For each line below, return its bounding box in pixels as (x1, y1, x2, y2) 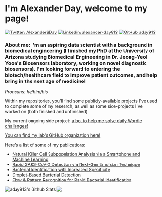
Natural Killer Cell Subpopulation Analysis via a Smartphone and (12, 151, 140, 157)
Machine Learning (12, 156, 49, 163)
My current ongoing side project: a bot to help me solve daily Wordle (5, 118, 142, 124)
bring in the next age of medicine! (5, 78, 86, 84)
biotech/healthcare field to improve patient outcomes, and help (5, 71, 158, 78)
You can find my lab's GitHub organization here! (5, 132, 101, 138)
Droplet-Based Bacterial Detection (12, 172, 81, 178)
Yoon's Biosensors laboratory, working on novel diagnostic (5, 59, 147, 66)
